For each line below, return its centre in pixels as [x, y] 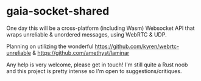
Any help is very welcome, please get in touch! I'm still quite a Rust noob [97, 65]
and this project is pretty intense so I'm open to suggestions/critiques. [94, 71]
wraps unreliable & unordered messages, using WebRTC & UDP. [86, 34]
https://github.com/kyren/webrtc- [137, 46]
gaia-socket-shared [58, 11]
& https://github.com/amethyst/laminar [81, 52]
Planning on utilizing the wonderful [50, 46]
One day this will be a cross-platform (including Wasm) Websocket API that [100, 28]
